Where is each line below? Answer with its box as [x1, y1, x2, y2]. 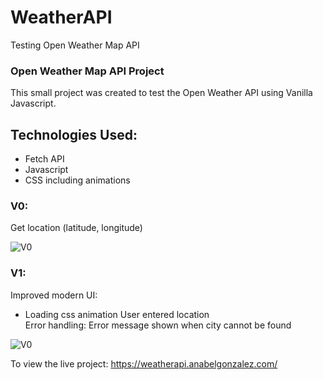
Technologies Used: [10, 126, 138, 143]
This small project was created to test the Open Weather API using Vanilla [10, 87, 313, 99]
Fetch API [24, 153, 65, 165]
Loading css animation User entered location [24, 308, 210, 320]
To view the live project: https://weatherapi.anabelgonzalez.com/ [10, 357, 278, 370]
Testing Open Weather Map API [10, 39, 140, 51]
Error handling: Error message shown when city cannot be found [24, 319, 292, 331]
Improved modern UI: [10, 289, 98, 301]
